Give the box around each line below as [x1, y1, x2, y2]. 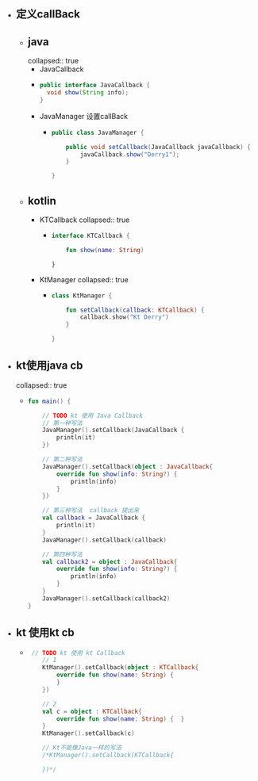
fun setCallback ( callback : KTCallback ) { [65, 306, 205, 314]
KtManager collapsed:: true [39, 274, 129, 284]
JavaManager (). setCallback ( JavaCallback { [42, 427, 185, 435]
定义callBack [15, 7, 81, 21]
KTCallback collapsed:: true [39, 215, 130, 224]
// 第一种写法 [42, 419, 83, 427]
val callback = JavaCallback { [42, 514, 145, 522]
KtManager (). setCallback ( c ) [42, 729, 135, 737]
